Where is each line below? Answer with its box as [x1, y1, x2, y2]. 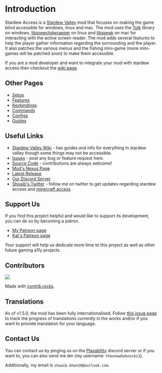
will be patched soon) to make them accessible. [19, 50, 115, 56]
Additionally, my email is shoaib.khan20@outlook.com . [5, 362, 110, 368]
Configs [12, 113, 28, 119]
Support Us [5, 200, 40, 208]
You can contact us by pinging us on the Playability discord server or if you [5, 347, 155, 353]
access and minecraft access [12, 186, 71, 192]
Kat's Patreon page [12, 233, 51, 238]
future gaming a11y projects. [5, 247, 61, 253]
